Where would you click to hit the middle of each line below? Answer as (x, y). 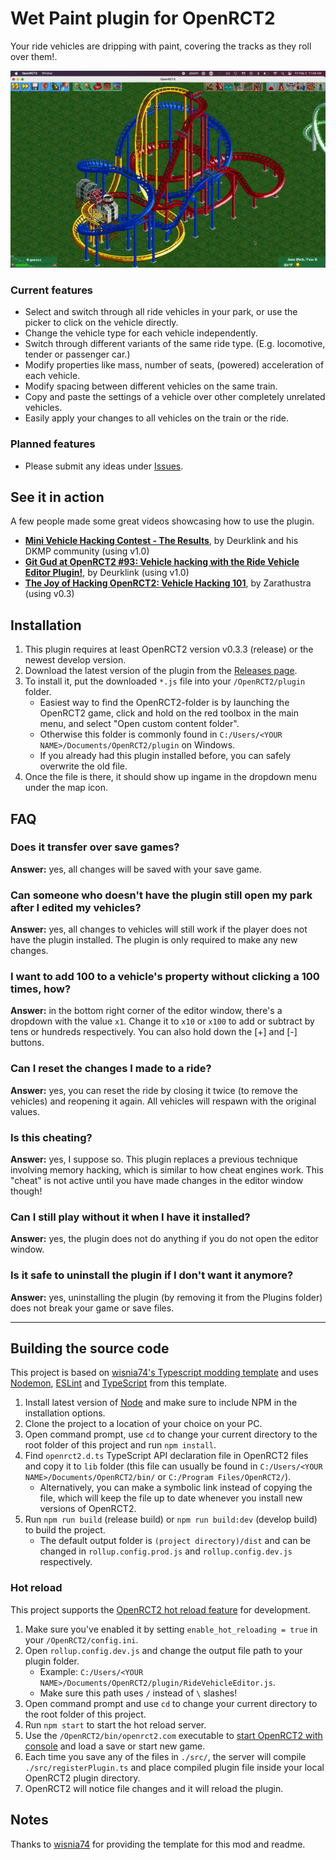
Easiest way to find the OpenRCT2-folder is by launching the (164, 703)
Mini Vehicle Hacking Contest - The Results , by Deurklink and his (161, 541)
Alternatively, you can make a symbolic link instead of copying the (176, 1488)
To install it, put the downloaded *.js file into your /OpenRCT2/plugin (165, 681)
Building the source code (90, 1348)
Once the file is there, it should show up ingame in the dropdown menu (170, 777)
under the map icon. (66, 788)
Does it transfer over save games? (95, 847)
